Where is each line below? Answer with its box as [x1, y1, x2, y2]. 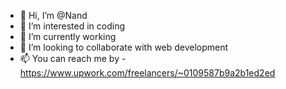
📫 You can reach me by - [19, 53, 127, 64]
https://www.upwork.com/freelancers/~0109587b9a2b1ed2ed [19, 67, 276, 79]
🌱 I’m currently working [19, 31, 117, 42]
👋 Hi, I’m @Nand [19, 10, 88, 21]
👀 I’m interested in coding [19, 20, 126, 32]
